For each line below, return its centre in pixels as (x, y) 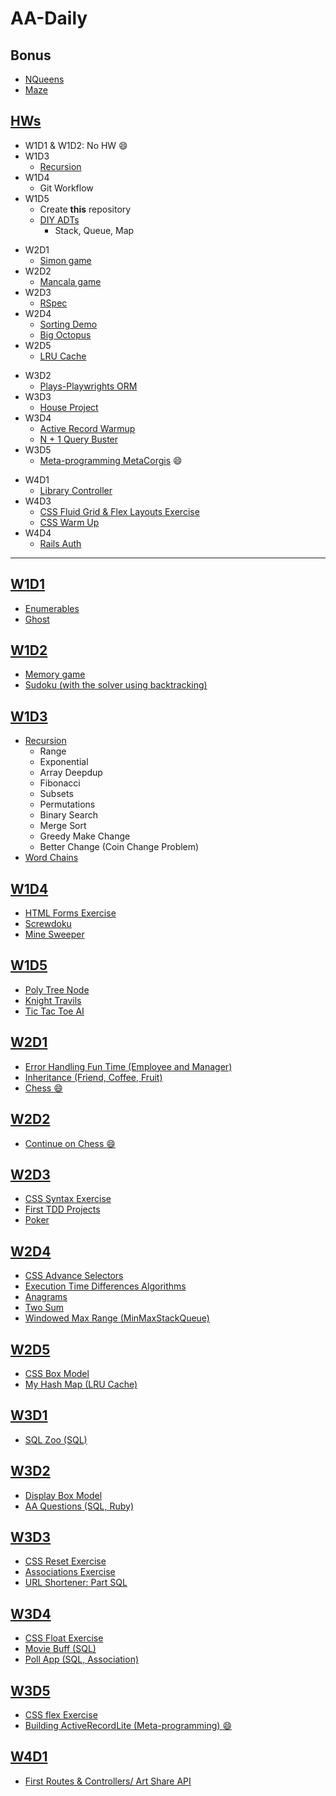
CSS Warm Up (69, 522)
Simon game (65, 260)
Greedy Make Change (85, 836)
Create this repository (85, 209)
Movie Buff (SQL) (60, 1649)
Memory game (55, 674)
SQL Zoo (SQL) (56, 1439)
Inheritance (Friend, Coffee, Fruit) (93, 1077)
